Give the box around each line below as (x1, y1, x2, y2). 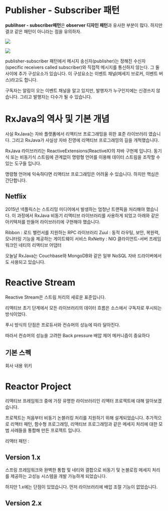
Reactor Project (5, 380, 71, 392)
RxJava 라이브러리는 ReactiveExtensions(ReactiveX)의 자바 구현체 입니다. (5, 148, 153, 154)
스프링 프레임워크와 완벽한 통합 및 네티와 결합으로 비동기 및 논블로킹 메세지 (5, 467, 151, 473)
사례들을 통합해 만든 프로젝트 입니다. (10, 428, 82, 434)
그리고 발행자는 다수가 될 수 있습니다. (20, 93, 92, 99)
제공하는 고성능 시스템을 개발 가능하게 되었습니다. (10, 473, 107, 479)
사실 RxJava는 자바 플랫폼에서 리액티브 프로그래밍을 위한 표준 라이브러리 (5, 131, 147, 137)
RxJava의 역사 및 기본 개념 (5, 114, 110, 125)
